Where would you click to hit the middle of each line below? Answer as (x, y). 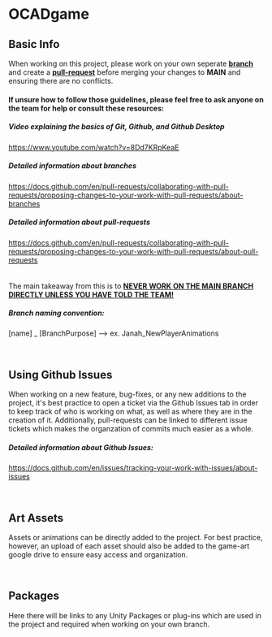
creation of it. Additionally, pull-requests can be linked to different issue (128, 420)
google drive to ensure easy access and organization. (98, 555)
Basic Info (34, 44)
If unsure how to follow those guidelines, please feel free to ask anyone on (136, 99)
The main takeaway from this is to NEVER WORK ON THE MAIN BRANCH (131, 286)
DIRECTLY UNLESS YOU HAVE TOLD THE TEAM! (91, 294)
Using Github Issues (60, 375)
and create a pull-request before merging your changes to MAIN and (125, 72)
